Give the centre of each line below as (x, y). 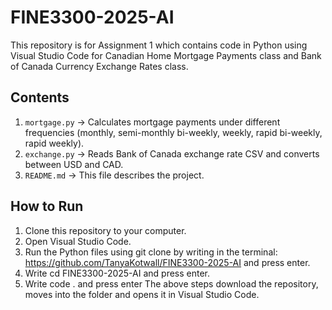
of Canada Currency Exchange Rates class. (99, 66)
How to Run (47, 206)
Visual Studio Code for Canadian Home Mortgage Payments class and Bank (166, 55)
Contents (40, 97)
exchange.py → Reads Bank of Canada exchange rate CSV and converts (172, 153)
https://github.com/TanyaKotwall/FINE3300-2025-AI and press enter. (167, 262)
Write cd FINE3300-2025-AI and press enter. (117, 273)
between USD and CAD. (74, 164)
